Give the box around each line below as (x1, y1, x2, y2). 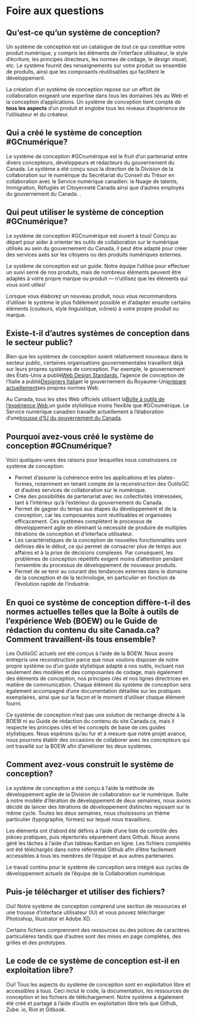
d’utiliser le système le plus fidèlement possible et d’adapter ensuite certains (6, 298, 191, 306)
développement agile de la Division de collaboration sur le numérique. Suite (6, 791, 189, 798)
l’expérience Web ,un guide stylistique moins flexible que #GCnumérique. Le (6, 402, 189, 409)
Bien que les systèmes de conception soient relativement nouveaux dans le (6, 353, 189, 360)
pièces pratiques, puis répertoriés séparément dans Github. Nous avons (6, 833, 180, 840)
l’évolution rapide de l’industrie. (14, 580, 91, 587)
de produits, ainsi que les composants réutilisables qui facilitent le (6, 68, 165, 75)
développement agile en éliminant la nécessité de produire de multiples (14, 524, 187, 531)
